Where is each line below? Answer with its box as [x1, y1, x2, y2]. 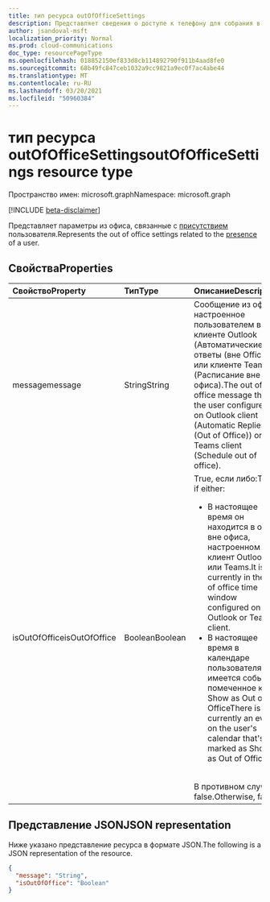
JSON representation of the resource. [8, 848, 133, 858]
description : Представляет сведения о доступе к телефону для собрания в [8, 19, 261, 27]
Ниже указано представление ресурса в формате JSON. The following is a [8, 839, 261, 850]
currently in [207, 572, 251, 582]
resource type [37, 163, 133, 181]
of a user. [8, 238, 40, 248]
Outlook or [207, 612, 247, 623]
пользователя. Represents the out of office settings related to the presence [8, 230, 257, 239]
